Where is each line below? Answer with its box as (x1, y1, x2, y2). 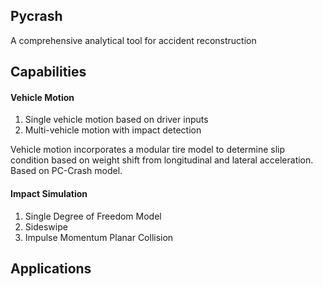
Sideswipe (24, 220, 68, 233)
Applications (10, 260, 92, 277)
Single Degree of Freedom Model (24, 210, 162, 222)
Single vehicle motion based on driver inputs (24, 114, 209, 126)
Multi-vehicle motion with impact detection (24, 124, 202, 136)
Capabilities (10, 64, 87, 81)
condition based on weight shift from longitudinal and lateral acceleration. (10, 154, 314, 166)
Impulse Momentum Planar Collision (24, 231, 174, 243)
